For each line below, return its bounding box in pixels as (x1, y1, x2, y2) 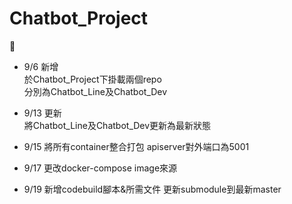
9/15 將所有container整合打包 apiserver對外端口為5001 (23, 140, 250, 152)
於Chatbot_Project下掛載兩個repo (23, 73, 162, 85)
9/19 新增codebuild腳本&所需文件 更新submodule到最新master (23, 183, 282, 195)
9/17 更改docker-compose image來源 (23, 162, 178, 174)
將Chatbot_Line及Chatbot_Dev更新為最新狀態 (23, 119, 212, 131)
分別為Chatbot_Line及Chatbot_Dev (23, 85, 168, 97)
